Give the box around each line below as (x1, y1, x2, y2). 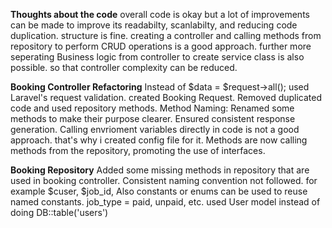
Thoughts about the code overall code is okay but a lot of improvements (10, 9, 310, 20)
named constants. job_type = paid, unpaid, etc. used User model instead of (10, 196, 321, 208)
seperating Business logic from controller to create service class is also (10, 51, 305, 63)
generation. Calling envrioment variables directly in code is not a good (10, 124, 300, 135)
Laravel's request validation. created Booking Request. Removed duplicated (10, 92, 323, 103)
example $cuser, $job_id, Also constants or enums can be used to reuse (10, 185, 308, 197)
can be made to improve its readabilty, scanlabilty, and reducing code (10, 19, 298, 31)
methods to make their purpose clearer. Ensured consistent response (10, 113, 296, 124)
